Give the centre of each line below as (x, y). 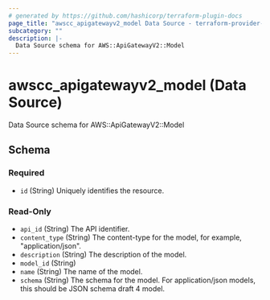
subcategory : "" (35, 31)
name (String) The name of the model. (81, 272)
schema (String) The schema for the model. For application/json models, (137, 280)
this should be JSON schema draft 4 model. (92, 289)
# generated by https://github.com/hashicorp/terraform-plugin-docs (125, 16)
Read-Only (30, 212)
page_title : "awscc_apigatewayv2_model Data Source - (100, 23)
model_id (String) (48, 263)
